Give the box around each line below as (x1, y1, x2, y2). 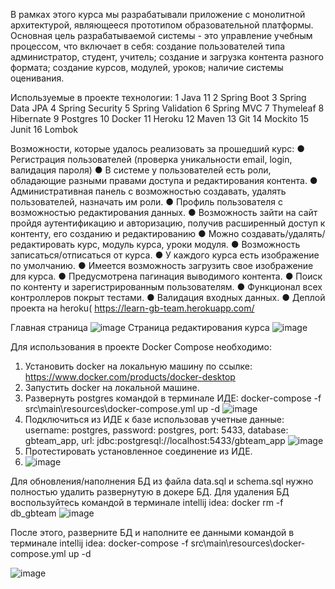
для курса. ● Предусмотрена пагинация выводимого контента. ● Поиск (10, 270, 323, 282)
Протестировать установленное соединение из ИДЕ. (24, 445, 253, 457)
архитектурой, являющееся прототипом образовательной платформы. (10, 19, 314, 31)
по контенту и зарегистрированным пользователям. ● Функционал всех (10, 281, 323, 293)
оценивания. (10, 72, 65, 84)
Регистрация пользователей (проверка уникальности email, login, (10, 154, 293, 165)
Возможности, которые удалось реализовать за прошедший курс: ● (10, 143, 306, 154)
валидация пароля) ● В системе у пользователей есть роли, (10, 164, 272, 176)
